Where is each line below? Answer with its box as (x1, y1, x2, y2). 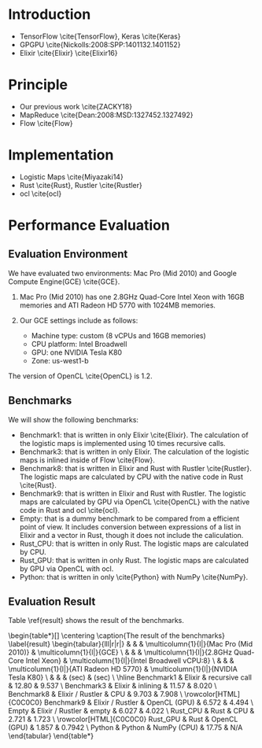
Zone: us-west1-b (31, 356, 89, 365)
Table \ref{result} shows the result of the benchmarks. (8, 616, 185, 625)
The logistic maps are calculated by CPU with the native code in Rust (19, 472, 244, 481)
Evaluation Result (8, 595, 96, 609)
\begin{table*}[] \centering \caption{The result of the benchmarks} (8, 631, 226, 640)
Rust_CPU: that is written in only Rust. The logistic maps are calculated (19, 539, 249, 548)
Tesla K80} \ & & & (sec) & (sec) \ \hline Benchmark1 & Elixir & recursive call (8, 672, 252, 682)
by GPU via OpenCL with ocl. (19, 564, 114, 573)
